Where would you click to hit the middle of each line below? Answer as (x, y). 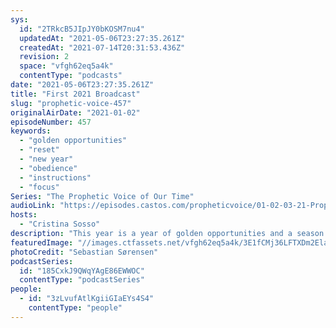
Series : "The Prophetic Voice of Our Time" (102, 196)
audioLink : (33, 206)
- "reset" (39, 150)
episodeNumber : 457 (51, 122)
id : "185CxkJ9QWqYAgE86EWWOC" (82, 271)
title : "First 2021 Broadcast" (75, 94)
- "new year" (46, 159)
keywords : (31, 131)
